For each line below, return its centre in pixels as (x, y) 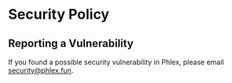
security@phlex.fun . (41, 70)
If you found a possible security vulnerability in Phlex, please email (116, 62)
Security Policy (59, 14)
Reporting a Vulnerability (71, 43)
